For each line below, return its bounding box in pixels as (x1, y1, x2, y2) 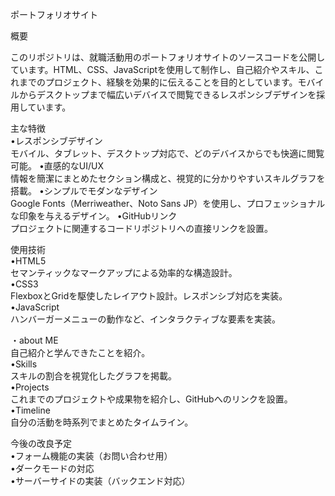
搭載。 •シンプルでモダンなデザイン (10, 185, 158, 197)
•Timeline (10, 404, 51, 416)
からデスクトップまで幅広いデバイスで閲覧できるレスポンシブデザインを (18, 89, 317, 100)
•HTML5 (10, 255, 47, 267)
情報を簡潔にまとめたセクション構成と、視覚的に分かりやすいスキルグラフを (10, 173, 326, 184)
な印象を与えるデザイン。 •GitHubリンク (10, 210, 178, 222)
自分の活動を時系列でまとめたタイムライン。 (10, 416, 194, 428)
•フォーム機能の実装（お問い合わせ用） (10, 450, 173, 462)
